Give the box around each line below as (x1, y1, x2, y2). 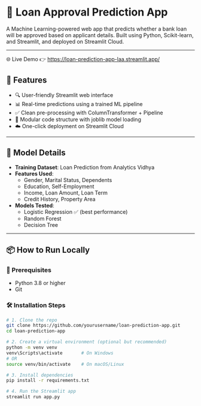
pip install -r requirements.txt (6, 377, 90, 384)
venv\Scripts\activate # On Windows (6, 350, 114, 356)
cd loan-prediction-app (6, 328, 66, 334)
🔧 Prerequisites (6, 266, 52, 274)
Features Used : (14, 170, 54, 177)
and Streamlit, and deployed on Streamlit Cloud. (6, 38, 124, 45)
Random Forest (23, 215, 62, 222)
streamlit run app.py (6, 394, 60, 400)
